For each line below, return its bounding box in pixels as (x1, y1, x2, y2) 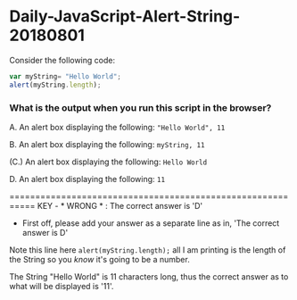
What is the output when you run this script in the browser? (9, 101, 272, 113)
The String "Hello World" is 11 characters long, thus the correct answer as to (9, 271, 289, 282)
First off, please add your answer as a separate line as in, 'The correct (21, 217, 280, 229)
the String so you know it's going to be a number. (9, 254, 190, 264)
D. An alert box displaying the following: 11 (9, 173, 166, 184)
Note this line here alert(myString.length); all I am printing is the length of (9, 244, 286, 255)
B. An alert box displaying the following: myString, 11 (9, 138, 205, 149)
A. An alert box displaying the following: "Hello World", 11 (9, 121, 226, 132)
